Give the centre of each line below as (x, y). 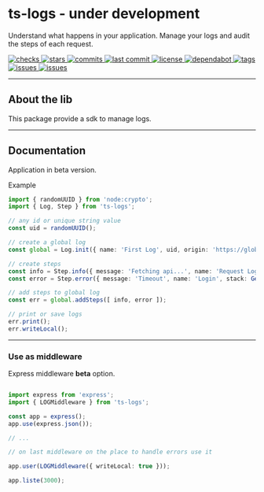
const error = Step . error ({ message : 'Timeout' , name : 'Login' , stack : (128, 279)
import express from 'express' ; (61, 395)
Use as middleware (45, 357)
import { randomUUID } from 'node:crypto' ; (81, 199)
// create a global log (47, 242)
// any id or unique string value (65, 221)
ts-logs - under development (104, 14)
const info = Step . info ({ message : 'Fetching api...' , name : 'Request (126, 271)
